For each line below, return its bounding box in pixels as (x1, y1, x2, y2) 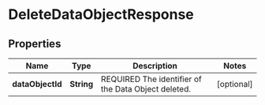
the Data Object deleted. (101, 84, 192, 94)
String (69, 79, 94, 89)
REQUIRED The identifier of (101, 73, 203, 84)
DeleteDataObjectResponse (8, 6, 195, 24)
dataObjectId (12, 79, 62, 89)
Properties (8, 37, 62, 51)
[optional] (216, 79, 253, 89)
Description (132, 61, 177, 71)
